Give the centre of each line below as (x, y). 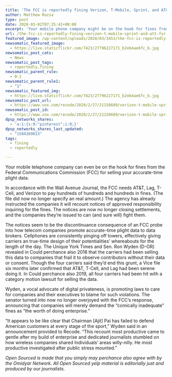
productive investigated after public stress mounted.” (61, 348)
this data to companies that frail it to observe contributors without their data (85, 257)
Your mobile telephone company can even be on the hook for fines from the (85, 167)
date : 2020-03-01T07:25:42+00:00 (41, 24)
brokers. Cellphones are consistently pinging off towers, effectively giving (83, 236)
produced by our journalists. (35, 369)
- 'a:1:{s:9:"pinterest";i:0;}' (45, 124)
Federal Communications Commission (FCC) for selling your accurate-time (84, 172)
